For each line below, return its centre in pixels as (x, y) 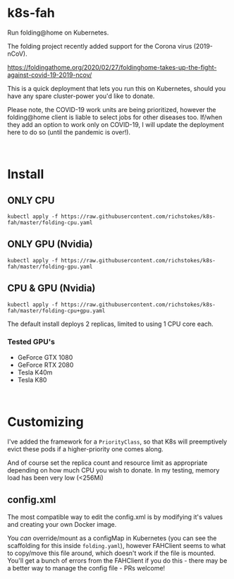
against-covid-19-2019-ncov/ (50, 75)
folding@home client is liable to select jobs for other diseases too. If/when (115, 117)
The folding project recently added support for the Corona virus (100, 46)
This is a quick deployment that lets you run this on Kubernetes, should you (117, 88)
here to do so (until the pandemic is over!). (69, 132)
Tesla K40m (35, 372)
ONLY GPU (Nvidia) (50, 244)
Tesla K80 (32, 379)
